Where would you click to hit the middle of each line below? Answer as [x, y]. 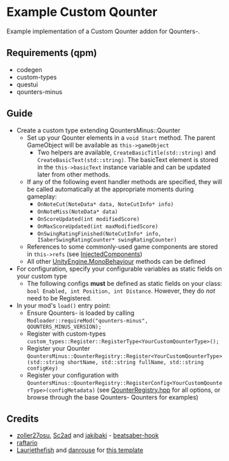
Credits [23, 418]
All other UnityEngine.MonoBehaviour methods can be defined [116, 261]
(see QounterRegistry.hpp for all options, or [159, 390]
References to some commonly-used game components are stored [122, 246]
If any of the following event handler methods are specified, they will [125, 181]
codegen [29, 69]
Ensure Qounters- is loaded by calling [81, 313]
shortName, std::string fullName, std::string [136, 362]
